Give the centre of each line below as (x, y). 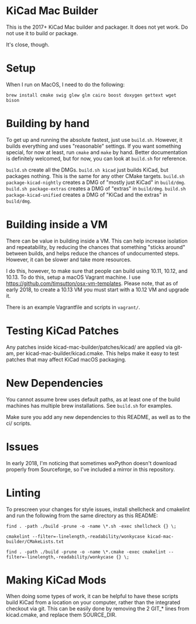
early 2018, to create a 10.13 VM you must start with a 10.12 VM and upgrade (97, 289)
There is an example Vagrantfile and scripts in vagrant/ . (73, 307)
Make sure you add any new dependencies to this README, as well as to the (98, 417)
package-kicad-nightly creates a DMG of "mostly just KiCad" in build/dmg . (96, 182)
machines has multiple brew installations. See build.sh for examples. (89, 405)
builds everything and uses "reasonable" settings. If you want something (94, 146)
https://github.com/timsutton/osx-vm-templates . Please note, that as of (92, 283)
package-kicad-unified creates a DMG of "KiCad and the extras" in (87, 195)
